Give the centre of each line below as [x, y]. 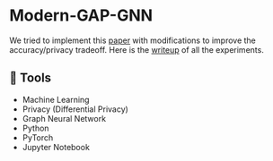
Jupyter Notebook [56, 147]
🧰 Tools [31, 78]
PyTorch [38, 137]
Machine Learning [56, 99]
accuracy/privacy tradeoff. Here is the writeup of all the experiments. [137, 49]
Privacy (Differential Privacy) [75, 109]
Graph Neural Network [64, 118]
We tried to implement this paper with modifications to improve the [132, 40]
